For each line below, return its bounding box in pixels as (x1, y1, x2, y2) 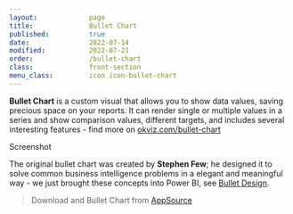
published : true (9, 29, 105, 38)
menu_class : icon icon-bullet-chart (9, 71, 177, 80)
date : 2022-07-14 (9, 37, 129, 47)
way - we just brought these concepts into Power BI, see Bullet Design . (9, 177, 270, 188)
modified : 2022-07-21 (9, 46, 129, 55)
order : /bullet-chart (9, 54, 142, 63)
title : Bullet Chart (9, 21, 138, 30)
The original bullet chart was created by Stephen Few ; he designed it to (9, 158, 273, 169)
